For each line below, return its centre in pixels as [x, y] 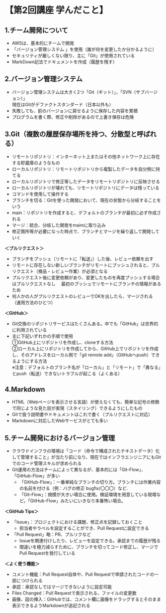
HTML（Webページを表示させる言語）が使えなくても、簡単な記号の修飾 [85, 402]
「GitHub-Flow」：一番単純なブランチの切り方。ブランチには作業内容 [90, 482]
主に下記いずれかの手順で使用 [42, 336]
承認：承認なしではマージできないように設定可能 [62, 587]
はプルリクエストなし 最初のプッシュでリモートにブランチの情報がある [86, 284]
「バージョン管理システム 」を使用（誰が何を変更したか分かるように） [84, 49]
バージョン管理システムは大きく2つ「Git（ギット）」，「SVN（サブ [78, 92]
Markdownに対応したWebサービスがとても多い [60, 421]
